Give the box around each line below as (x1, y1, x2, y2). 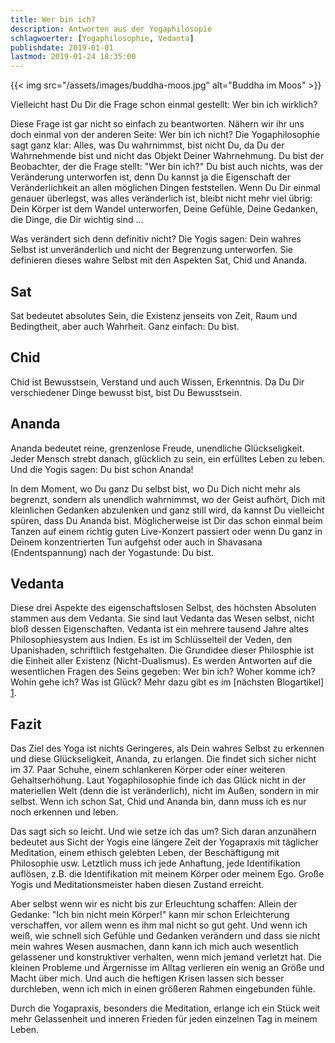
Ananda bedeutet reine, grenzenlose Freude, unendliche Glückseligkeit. (10, 442, 305, 454)
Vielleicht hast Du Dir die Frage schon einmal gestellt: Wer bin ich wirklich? (10, 99, 318, 111)
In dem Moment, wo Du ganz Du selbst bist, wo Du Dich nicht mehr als (10, 482, 301, 495)
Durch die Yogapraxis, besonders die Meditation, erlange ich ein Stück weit (10, 1002, 321, 1015)
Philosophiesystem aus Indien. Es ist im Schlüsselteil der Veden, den (10, 634, 293, 646)
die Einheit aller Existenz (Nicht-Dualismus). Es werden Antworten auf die (10, 655, 313, 667)
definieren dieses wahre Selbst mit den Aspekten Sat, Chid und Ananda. (10, 254, 308, 266)
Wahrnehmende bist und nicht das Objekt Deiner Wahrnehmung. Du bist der (10, 150, 325, 162)
